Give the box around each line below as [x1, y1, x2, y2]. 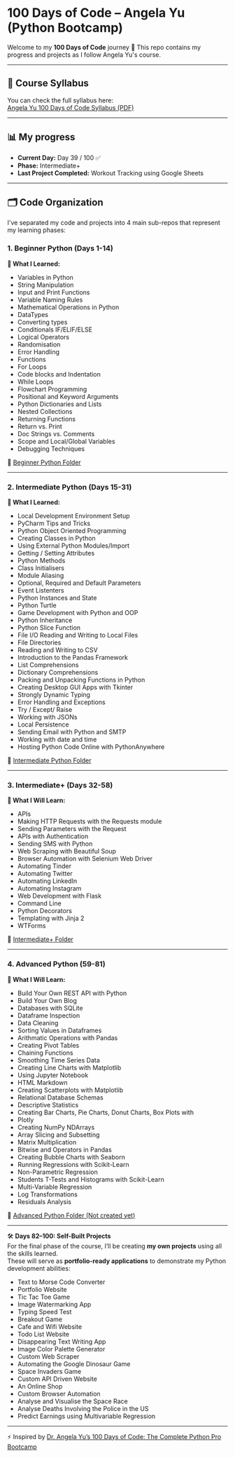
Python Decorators [17, 907, 72, 915]
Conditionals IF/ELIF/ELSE [17, 325, 93, 334]
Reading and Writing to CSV [17, 645, 98, 654]
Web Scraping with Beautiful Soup [17, 847, 117, 856]
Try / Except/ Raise [17, 705, 73, 713]
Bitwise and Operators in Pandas [17, 1145, 112, 1154]
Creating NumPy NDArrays [17, 1123, 95, 1131]
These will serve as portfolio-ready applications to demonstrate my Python [7, 1257, 227, 1265]
